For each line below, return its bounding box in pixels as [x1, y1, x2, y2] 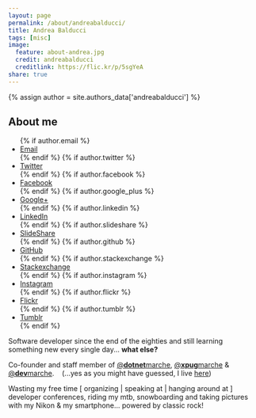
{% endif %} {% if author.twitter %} [19, 153, 136, 162]
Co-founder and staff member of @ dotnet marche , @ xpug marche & [8, 360, 230, 370]
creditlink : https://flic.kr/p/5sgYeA [15, 63, 144, 71]
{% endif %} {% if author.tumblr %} [19, 304, 136, 313]
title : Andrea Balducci [8, 26, 87, 34]
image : [8, 41, 30, 49]
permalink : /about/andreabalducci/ [8, 19, 126, 27]
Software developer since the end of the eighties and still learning [8, 336, 224, 346]
